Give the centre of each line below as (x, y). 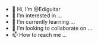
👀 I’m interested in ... (37, 15)
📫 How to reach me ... (39, 35)
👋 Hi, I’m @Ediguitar (36, 9)
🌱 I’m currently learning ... (43, 22)
